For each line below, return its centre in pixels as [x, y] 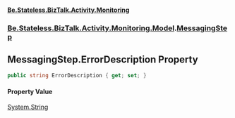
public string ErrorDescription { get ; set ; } [77, 76]
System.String [28, 107]
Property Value [30, 91]
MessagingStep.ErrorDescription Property [103, 59]
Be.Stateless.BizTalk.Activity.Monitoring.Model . [92, 28]
